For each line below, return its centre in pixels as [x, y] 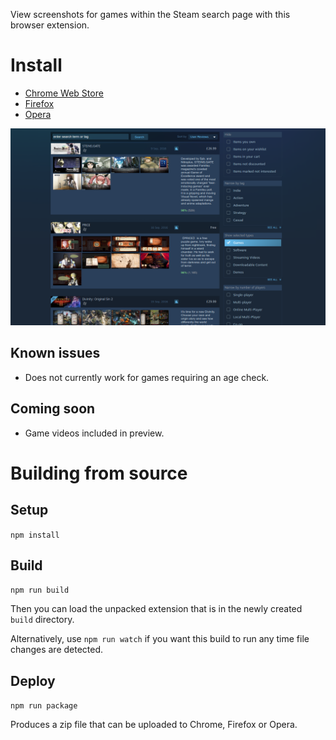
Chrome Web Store [64, 93]
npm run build [40, 590]
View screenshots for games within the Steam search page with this [150, 14]
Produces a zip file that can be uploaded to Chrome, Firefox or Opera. [154, 725]
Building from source [99, 473]
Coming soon [53, 409]
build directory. [42, 620]
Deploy [33, 680]
